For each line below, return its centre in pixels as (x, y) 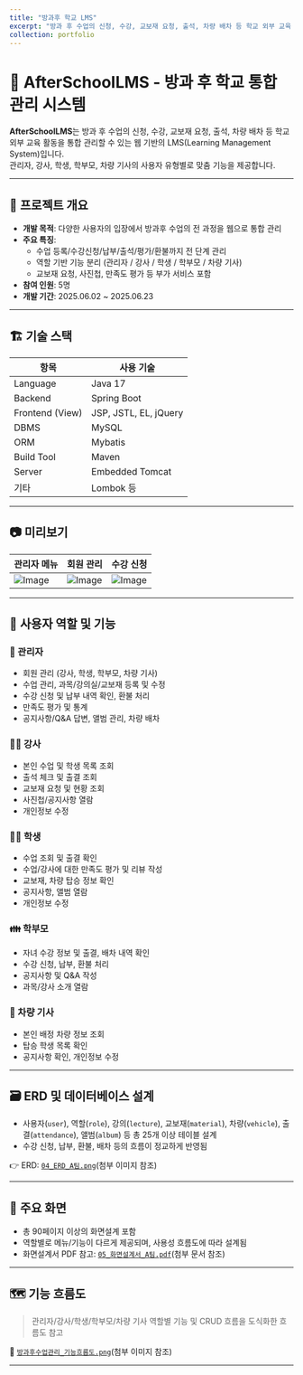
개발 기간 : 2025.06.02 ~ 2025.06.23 (88, 297)
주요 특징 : (39, 240)
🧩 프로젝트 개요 (49, 205)
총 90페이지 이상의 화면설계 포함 (79, 1231)
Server (28, 471)
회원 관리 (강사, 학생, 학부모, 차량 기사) (90, 673)
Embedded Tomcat (132, 471)
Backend (32, 398)
